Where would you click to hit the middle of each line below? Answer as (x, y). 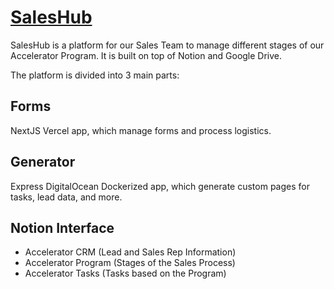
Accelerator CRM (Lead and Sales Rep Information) (130, 252)
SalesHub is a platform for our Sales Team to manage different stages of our (167, 45)
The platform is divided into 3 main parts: (95, 75)
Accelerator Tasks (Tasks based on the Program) (125, 273)
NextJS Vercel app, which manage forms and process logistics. (141, 130)
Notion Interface (62, 227)
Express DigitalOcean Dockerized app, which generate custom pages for (160, 186)
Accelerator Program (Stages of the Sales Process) (130, 263)
